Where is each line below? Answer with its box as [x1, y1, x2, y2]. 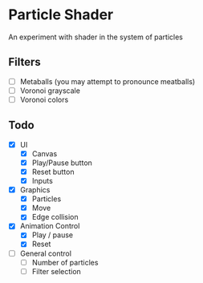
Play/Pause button [31, 158, 92, 168]
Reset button [31, 167, 75, 176]
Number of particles [31, 257, 99, 267]
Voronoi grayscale [19, 86, 80, 95]
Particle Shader [8, 6, 114, 24]
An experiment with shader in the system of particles [8, 32, 183, 42]
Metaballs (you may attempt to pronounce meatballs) [19, 76, 196, 86]
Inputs [31, 176, 54, 185]
